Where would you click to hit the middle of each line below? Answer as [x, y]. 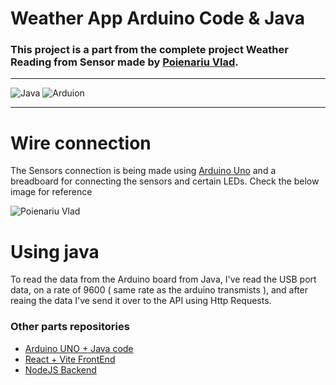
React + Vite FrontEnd [70, 359]
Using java [55, 251]
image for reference [51, 192]
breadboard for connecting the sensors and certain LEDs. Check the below [165, 181]
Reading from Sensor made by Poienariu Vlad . [124, 62]
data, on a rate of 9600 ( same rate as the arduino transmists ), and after [159, 290]
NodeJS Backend [60, 369]
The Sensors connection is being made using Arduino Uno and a [143, 171]
